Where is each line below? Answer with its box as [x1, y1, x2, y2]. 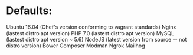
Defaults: [6, 4, 53, 18]
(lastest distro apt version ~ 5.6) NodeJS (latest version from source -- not [6, 36, 187, 43]
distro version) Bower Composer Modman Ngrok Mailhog [6, 42, 145, 49]
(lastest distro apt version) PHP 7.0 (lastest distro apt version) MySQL [6, 29, 175, 36]
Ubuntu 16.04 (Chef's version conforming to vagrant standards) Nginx [6, 23, 176, 30]
